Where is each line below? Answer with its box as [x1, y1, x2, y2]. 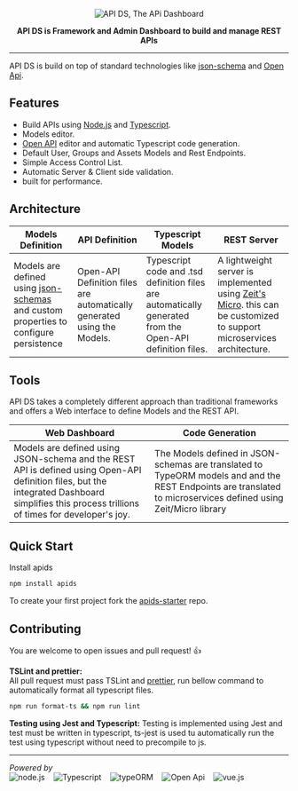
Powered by [9, 762, 53, 772]
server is [216, 265, 255, 277]
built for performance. [21, 176, 103, 186]
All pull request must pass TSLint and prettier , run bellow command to [9, 675, 264, 685]
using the [76, 320, 117, 333]
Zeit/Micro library [154, 502, 227, 515]
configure [13, 326, 55, 338]
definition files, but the [13, 475, 107, 487]
